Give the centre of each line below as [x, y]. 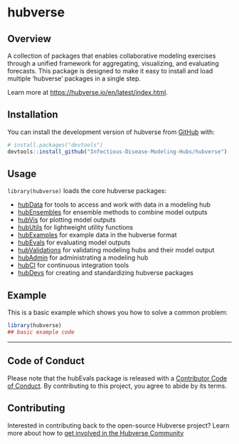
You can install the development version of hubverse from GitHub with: [111, 132]
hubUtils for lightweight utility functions [75, 227]
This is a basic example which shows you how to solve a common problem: [117, 313]
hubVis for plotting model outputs [67, 220]
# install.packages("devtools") [55, 145]
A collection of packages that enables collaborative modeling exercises [112, 56]
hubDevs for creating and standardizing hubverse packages [106, 273]
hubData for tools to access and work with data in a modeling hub [114, 205]
